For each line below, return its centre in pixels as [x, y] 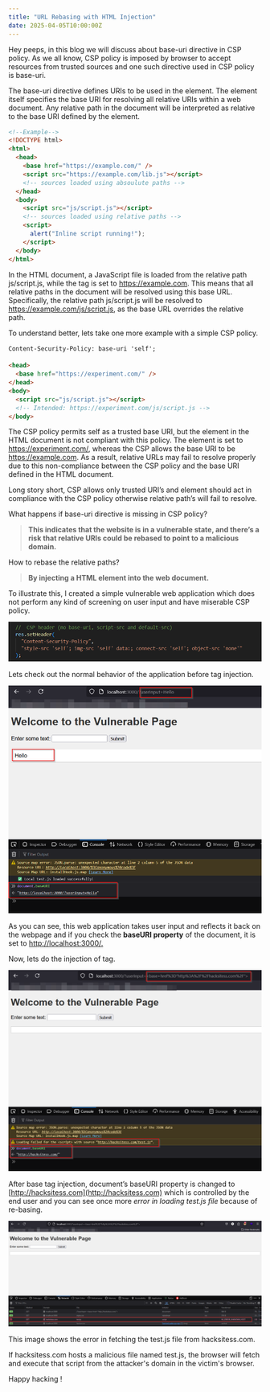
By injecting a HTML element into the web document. [118, 578]
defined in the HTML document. [61, 474]
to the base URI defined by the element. [74, 116]
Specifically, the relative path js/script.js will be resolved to [105, 300]
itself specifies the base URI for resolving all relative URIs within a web [125, 99]
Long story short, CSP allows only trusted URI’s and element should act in [130, 490]
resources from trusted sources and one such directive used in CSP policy [131, 66]
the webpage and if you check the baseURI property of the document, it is [132, 934]
